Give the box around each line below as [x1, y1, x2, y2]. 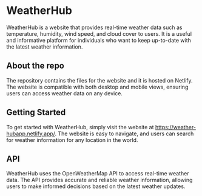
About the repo [6, 61, 65, 71]
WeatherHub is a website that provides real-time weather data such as [6, 24, 183, 31]
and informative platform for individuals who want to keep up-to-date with [6, 36, 191, 44]
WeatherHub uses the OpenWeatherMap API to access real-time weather [6, 170, 189, 177]
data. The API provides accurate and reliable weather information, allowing [6, 177, 193, 184]
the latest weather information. [6, 43, 83, 50]
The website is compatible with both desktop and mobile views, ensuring [6, 83, 189, 90]
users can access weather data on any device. [6, 89, 123, 97]
